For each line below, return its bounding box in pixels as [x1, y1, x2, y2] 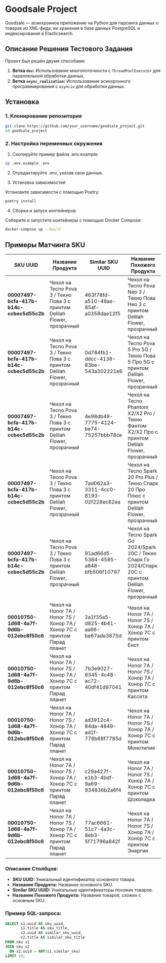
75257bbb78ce [84, 431, 123, 438]
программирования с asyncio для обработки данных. [12, 83, 125, 89]
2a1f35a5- [84, 614, 112, 621]
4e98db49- [84, 413, 113, 420]
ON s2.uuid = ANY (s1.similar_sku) [9, 949, 81, 954]
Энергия [127, 847, 148, 854]
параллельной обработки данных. [12, 73, 85, 79]
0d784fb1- [84, 349, 112, 356]
